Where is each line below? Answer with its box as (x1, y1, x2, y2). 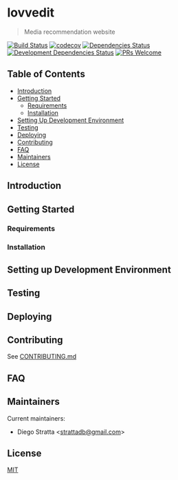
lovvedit (7, 5, 55, 21)
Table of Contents (7, 68, 86, 80)
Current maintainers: (7, 414, 65, 422)
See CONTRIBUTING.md (7, 352, 77, 361)
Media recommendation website (23, 28, 115, 36)
